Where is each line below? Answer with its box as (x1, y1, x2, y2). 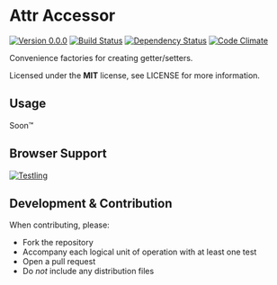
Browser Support (9, 146, 108, 162)
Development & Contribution (9, 195, 173, 211)
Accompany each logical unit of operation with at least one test (22, 246, 257, 257)
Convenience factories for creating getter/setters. (9, 52, 193, 63)
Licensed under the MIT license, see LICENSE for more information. (9, 69, 261, 81)
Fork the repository (22, 237, 94, 248)
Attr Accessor (9, 5, 116, 26)
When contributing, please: (9, 219, 110, 230)
